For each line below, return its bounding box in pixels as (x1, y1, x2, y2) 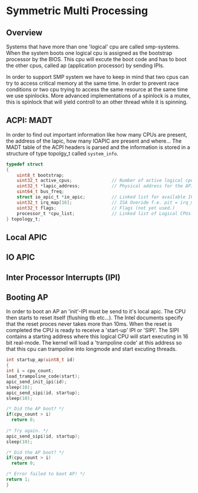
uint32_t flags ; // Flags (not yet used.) (16, 205, 176, 211)
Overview (6, 28, 43, 38)
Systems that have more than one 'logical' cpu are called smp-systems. (6, 43, 180, 50)
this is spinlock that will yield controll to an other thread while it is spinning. (6, 98, 188, 105)
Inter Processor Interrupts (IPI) (6, 272, 121, 282)
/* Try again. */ (6, 428, 49, 434)
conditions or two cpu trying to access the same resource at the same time (6, 86, 189, 92)
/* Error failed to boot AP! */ (6, 471, 85, 477)
